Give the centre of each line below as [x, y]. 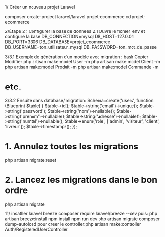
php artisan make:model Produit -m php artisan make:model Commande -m [82, 67]
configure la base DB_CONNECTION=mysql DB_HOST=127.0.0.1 [69, 37]
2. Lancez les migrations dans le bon [81, 180]
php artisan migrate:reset [31, 160]
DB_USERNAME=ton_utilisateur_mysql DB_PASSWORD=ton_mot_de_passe [81, 47]
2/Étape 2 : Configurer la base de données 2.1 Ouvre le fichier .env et [75, 31]
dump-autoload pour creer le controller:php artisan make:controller [73, 224]
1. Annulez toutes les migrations [72, 147]
